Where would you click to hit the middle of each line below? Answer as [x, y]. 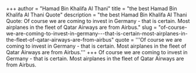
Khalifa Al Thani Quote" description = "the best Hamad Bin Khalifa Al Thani [97, 15]
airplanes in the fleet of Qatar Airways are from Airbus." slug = [82, 27]
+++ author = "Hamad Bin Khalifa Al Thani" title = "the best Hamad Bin [92, 9]
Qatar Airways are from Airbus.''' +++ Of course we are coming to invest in [97, 52]
